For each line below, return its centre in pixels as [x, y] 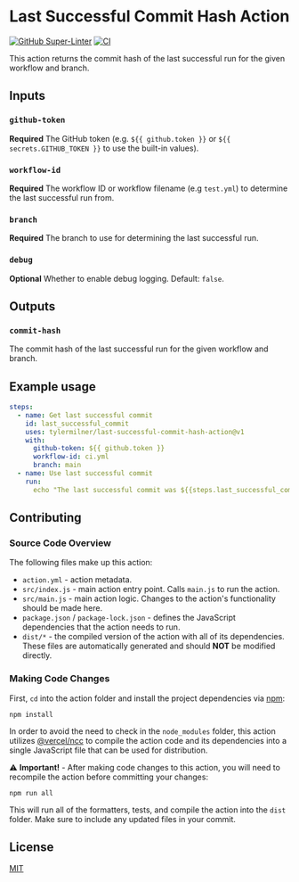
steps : [21, 408]
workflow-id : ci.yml [71, 457]
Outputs [32, 306]
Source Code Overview [60, 543]
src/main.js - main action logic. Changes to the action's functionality [149, 598]
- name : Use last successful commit [85, 474]
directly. [37, 655]
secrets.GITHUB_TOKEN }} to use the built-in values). [104, 148]
